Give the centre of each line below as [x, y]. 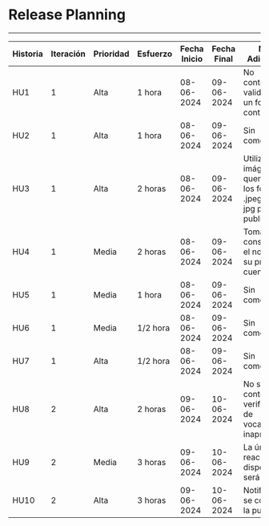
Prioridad [111, 54]
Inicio [192, 59]
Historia [28, 54]
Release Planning [67, 15]
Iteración [68, 54]
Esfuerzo [155, 54]
